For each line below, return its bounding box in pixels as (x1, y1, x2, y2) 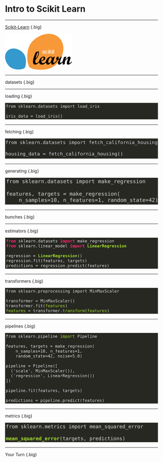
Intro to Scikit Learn (5, 3, 86, 15)
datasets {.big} (5, 79, 35, 85)
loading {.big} (5, 93, 33, 99)
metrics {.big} (5, 413, 33, 419)
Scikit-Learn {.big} (5, 24, 42, 30)
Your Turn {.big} (5, 451, 37, 457)
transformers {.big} (5, 278, 44, 284)
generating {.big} (5, 168, 39, 174)
